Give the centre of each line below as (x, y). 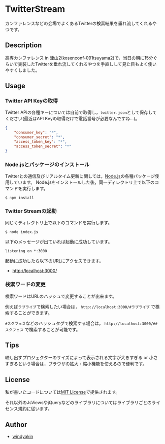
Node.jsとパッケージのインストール (47, 165)
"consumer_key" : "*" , (36, 133)
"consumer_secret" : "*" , (39, 137)
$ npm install (20, 198)
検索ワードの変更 (25, 284)
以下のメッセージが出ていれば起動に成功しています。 (59, 242)
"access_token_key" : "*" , (41, 142)
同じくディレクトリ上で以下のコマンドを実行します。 (59, 223)
